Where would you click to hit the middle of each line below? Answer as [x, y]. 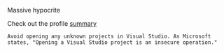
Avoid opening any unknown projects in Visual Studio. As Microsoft [109, 36]
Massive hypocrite [34, 10]
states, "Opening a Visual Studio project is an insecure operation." [112, 43]
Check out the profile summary [52, 23]
